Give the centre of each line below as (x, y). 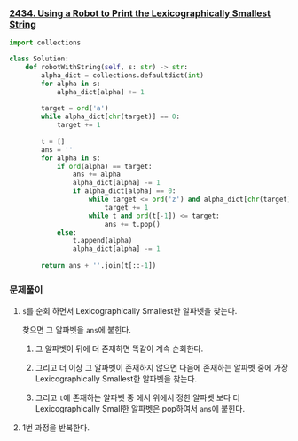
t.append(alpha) (102, 241)
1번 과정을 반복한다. (56, 428)
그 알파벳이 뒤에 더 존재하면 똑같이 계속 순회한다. (119, 349)
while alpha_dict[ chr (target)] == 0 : (110, 117)
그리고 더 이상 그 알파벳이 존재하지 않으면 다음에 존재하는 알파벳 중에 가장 (162, 368)
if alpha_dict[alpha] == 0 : (124, 191)
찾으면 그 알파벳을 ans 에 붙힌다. (76, 330)
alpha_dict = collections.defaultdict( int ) (122, 75)
